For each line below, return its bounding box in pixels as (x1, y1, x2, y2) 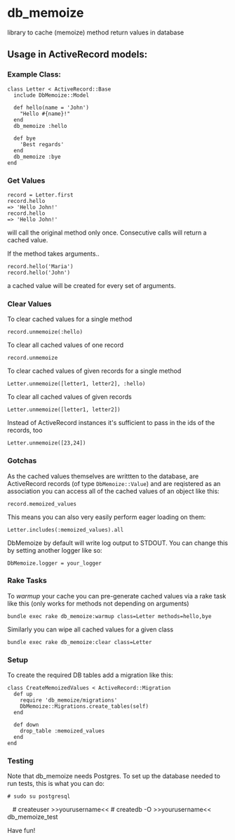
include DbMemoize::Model (13, 91, 90, 99)
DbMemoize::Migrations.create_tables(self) (20, 703, 149, 710)
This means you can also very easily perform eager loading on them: (7, 513, 206, 521)
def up (13, 690, 33, 698)
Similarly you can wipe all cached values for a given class (7, 625, 174, 634)
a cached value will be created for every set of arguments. (7, 281, 176, 289)
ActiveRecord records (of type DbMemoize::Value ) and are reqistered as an (7, 479, 221, 487)
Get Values (7, 176, 46, 185)
